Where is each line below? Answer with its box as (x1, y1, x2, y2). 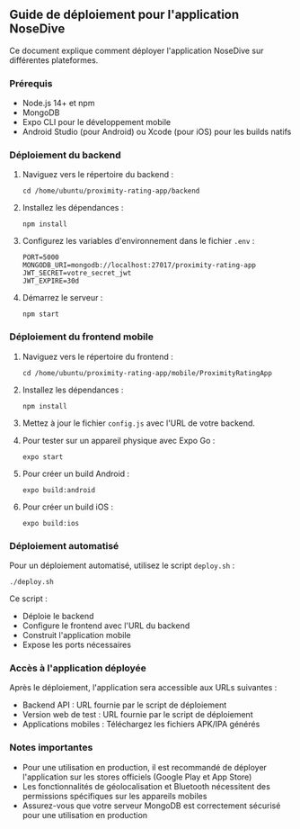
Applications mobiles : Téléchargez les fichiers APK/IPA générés (22, 719, 260, 730)
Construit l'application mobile (22, 630, 132, 640)
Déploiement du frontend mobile (9, 330, 154, 343)
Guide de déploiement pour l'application (9, 7, 240, 23)
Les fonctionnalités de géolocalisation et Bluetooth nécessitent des (22, 780, 271, 791)
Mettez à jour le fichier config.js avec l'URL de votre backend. (22, 418, 256, 428)
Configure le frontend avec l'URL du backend (22, 620, 190, 631)
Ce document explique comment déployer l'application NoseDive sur (9, 45, 264, 56)
